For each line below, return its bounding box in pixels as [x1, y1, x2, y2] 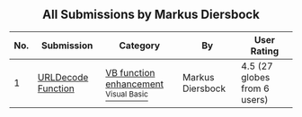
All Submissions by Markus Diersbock [41, 7, 261, 22]
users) [241, 93, 269, 105]
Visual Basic [105, 88, 148, 99]
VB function [105, 66, 155, 79]
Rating [250, 45, 280, 57]
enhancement [105, 78, 164, 90]
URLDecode [37, 71, 89, 83]
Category [119, 39, 160, 52]
